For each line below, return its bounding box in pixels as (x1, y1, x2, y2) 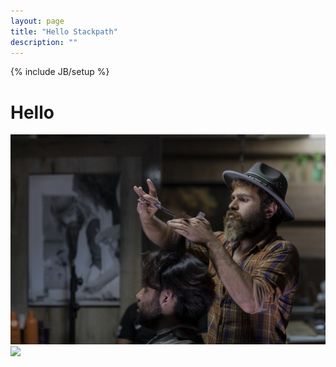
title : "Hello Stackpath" (10, 26, 118, 37)
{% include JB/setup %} (10, 66, 110, 78)
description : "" (10, 37, 78, 47)
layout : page (10, 16, 65, 26)
